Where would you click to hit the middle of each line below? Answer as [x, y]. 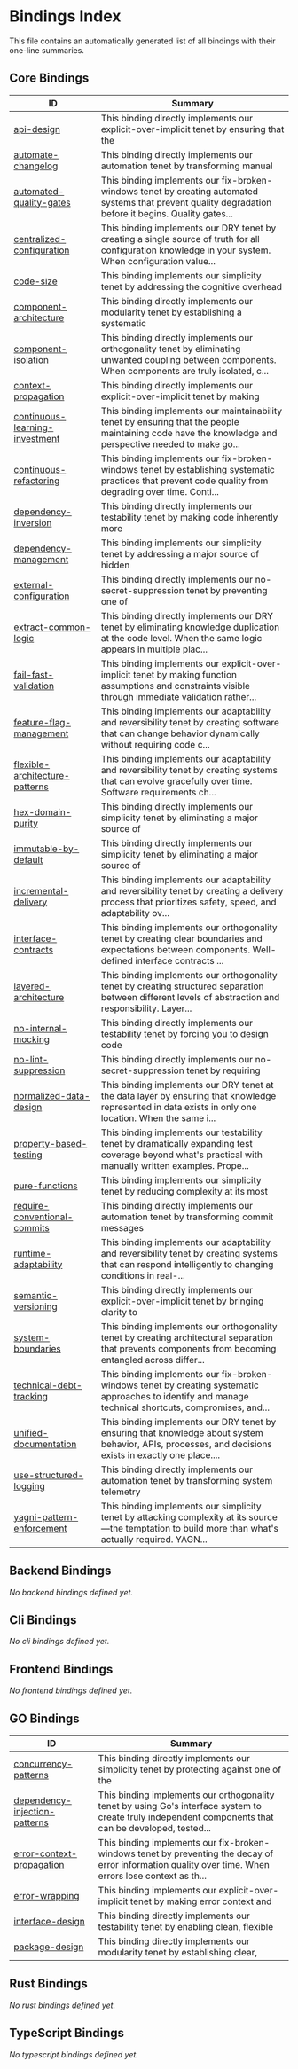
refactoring [37, 481]
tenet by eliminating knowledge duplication [190, 627]
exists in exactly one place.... [161, 1454]
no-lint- [31, 1059]
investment [37, 438]
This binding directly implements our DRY [187, 615]
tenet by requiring [223, 1070]
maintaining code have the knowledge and [189, 433]
